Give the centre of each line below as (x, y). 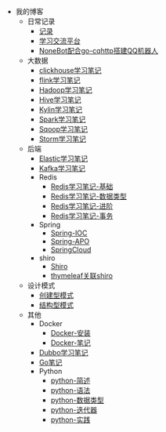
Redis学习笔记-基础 (82, 186)
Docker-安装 (71, 333)
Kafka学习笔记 (62, 168)
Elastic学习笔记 (63, 158)
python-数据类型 (77, 400)
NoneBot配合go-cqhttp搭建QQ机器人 (99, 51)
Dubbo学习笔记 (63, 352)
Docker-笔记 (71, 343)
